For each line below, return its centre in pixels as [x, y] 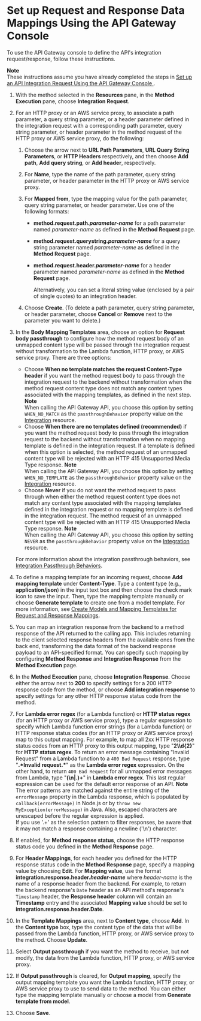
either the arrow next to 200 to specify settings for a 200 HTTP [94, 683]
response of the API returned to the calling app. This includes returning [103, 633]
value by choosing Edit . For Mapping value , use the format [88, 871]
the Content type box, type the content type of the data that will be [98, 927]
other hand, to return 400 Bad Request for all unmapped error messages [103, 771]
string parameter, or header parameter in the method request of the [98, 132]
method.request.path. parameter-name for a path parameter [109, 223]
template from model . [43, 1001]
